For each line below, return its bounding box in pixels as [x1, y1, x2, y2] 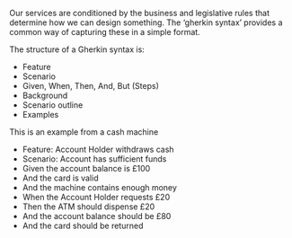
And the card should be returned [22, 220, 144, 231]
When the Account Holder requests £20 [22, 192, 171, 202]
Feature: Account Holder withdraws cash [22, 144, 174, 154]
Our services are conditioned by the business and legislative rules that [9, 8, 270, 18]
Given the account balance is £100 [22, 163, 151, 173]
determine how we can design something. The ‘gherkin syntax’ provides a [9, 17, 283, 28]
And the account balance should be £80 [22, 211, 172, 221]
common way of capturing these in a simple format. [9, 27, 200, 37]
